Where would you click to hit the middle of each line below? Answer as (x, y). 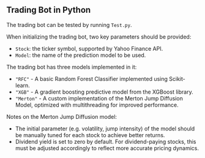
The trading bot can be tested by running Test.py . (69, 24)
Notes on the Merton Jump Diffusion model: (62, 116)
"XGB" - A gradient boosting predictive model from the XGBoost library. (104, 92)
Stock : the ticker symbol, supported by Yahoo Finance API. (89, 48)
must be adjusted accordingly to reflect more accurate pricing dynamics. (107, 148)
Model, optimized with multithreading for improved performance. (97, 105)
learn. (23, 85)
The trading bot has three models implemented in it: (72, 67)
